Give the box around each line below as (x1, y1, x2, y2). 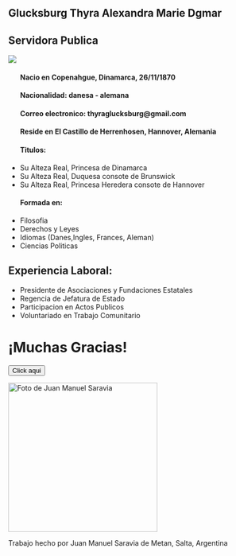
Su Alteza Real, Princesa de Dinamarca (19, 162, 148, 173)
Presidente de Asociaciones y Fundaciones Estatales (19, 285, 193, 294)
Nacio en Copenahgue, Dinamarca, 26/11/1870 (19, 72, 176, 82)
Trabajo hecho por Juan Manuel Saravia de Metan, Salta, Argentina (8, 538, 228, 547)
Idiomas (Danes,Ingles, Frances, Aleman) (19, 232, 155, 242)
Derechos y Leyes (19, 224, 79, 233)
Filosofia (19, 216, 48, 225)
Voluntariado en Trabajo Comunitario (19, 310, 141, 320)
